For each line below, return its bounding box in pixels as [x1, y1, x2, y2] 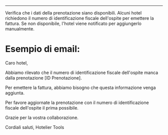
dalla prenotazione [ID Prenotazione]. [5, 74, 82, 80]
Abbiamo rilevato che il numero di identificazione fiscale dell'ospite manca [5, 69, 158, 75]
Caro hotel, [5, 59, 28, 65]
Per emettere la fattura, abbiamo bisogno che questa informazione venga [5, 84, 156, 90]
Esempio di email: [5, 43, 80, 55]
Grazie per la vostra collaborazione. [5, 114, 79, 120]
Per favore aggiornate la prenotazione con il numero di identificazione [5, 99, 149, 105]
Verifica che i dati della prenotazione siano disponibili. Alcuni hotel [5, 10, 142, 15]
